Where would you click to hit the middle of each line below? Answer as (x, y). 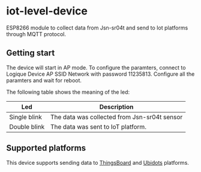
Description (116, 106)
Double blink (27, 126)
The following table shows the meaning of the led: (68, 92)
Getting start (31, 53)
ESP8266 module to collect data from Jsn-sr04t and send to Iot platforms (97, 28)
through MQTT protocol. (36, 34)
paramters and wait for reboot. (44, 80)
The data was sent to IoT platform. (98, 126)
